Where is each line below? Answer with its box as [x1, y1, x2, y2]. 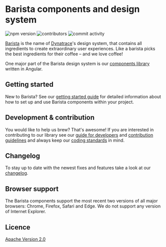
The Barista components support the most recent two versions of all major [5, 198, 158, 204]
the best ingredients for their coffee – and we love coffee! [5, 51, 123, 57]
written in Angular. [5, 66, 43, 72]
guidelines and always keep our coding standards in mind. [5, 137, 125, 143]
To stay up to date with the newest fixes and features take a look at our [5, 165, 151, 171]
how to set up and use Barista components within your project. [5, 99, 134, 105]
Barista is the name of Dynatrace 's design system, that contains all [5, 40, 142, 46]
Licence [5, 223, 31, 232]
